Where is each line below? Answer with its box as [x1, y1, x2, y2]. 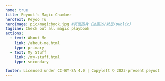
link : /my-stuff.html [14, 54, 60, 60]
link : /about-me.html [14, 40, 60, 46]
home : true [5, 7, 28, 13]
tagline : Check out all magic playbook [5, 26, 90, 31]
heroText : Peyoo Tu [5, 17, 47, 22]
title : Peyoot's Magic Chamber [5, 12, 72, 17]
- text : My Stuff [10, 50, 47, 55]
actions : [5, 31, 24, 36]
